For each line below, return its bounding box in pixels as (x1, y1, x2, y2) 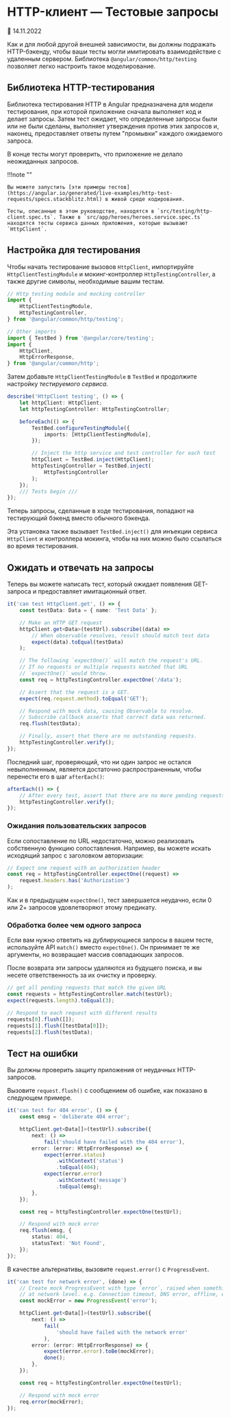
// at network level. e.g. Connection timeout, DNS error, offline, (19, 1291, 219, 1298)
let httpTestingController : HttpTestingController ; (19, 405, 170, 412)
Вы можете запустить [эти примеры (7, 183, 106, 191)
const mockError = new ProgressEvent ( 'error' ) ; (19, 1297, 157, 1304)
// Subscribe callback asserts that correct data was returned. (19, 714, 207, 721)
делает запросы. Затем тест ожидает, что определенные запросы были (7, 115, 218, 123)
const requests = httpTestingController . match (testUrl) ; (7, 991, 173, 998)
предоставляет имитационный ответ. (38, 587, 147, 595)
